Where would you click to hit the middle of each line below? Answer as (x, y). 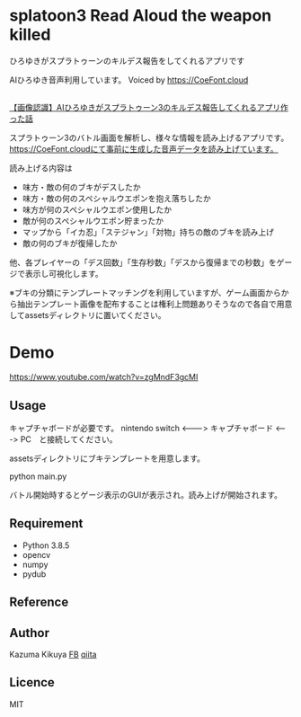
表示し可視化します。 (64, 274)
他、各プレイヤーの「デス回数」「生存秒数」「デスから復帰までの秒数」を (143, 262)
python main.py (38, 476)
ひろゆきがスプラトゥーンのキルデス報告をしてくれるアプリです (127, 60)
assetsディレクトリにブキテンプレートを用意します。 (107, 458)
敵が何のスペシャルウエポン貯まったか (93, 221)
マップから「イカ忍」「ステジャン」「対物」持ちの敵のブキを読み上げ (148, 232)
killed (30, 35)
